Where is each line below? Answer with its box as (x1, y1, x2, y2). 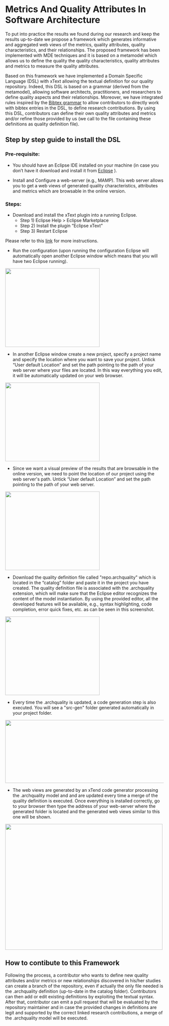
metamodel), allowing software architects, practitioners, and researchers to (5, 89, 161, 95)
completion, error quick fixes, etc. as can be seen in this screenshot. (12, 606, 155, 612)
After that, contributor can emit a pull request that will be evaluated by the (5, 999, 158, 1005)
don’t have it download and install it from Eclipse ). (12, 167, 117, 173)
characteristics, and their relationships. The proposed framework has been (5, 47, 160, 53)
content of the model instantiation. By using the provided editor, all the (12, 595, 158, 601)
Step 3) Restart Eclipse (20, 228, 68, 234)
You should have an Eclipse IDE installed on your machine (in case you (12, 162, 159, 168)
